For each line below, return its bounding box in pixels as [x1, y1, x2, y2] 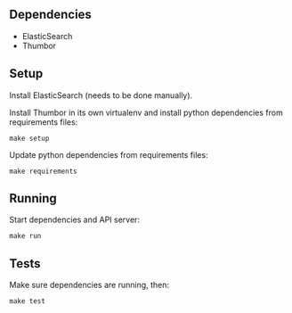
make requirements [9, 167, 77, 176]
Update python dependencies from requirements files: [9, 149, 208, 160]
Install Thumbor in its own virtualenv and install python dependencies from [9, 107, 283, 118]
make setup [9, 134, 50, 143]
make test [9, 297, 46, 306]
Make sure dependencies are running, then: [9, 280, 170, 291]
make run [9, 232, 42, 241]
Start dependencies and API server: [9, 214, 141, 226]
